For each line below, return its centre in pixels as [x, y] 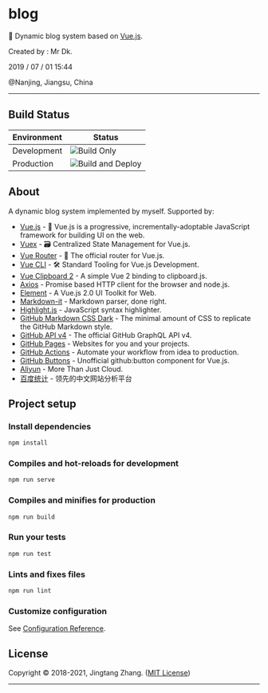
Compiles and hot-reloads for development [94, 464]
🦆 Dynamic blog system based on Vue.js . [76, 36]
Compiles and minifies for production [82, 500]
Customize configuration [58, 611]
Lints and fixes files [47, 574]
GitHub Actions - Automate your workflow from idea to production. [129, 352]
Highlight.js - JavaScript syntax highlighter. [91, 309]
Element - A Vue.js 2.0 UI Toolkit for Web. [88, 292]
